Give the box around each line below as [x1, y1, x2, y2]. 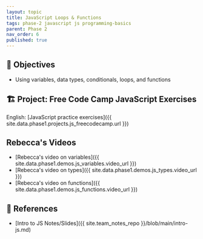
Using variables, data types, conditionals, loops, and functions [15, 75, 171, 83]
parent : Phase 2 [6, 26, 47, 32]
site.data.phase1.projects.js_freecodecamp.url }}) [6, 120, 129, 127]
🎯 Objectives [6, 60, 56, 70]
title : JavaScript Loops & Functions [6, 15, 102, 21]
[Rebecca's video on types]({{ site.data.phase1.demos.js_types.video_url [15, 167, 197, 174]
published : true [6, 37, 47, 43]
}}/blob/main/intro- [141, 220, 188, 227]
